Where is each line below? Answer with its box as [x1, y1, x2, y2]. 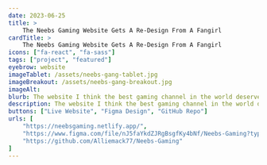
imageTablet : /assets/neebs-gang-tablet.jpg [8, 71, 158, 79]
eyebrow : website [8, 63, 66, 71]
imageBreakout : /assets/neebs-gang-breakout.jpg [8, 78, 172, 86]
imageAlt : [8, 85, 41, 94]
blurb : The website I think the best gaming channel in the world [8, 93, 233, 101]
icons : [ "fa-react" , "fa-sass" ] [8, 48, 115, 56]
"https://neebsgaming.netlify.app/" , [22, 122, 148, 130]
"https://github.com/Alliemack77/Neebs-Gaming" [22, 136, 183, 145]
